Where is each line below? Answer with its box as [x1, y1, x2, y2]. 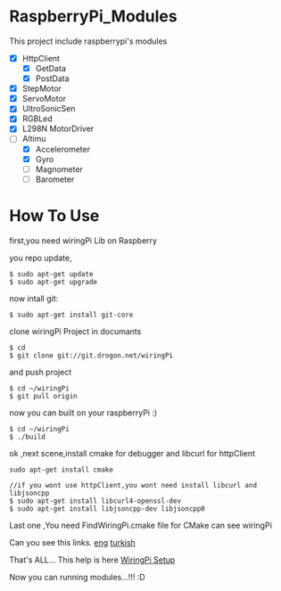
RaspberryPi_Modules [9, 6, 178, 27]
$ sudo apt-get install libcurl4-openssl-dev [9, 497, 181, 505]
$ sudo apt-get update [9, 269, 94, 278]
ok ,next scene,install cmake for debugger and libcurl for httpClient [9, 447, 256, 458]
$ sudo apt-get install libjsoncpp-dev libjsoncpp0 [9, 504, 205, 513]
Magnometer [35, 163, 83, 175]
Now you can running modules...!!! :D [9, 571, 145, 582]
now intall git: [9, 292, 59, 304]
